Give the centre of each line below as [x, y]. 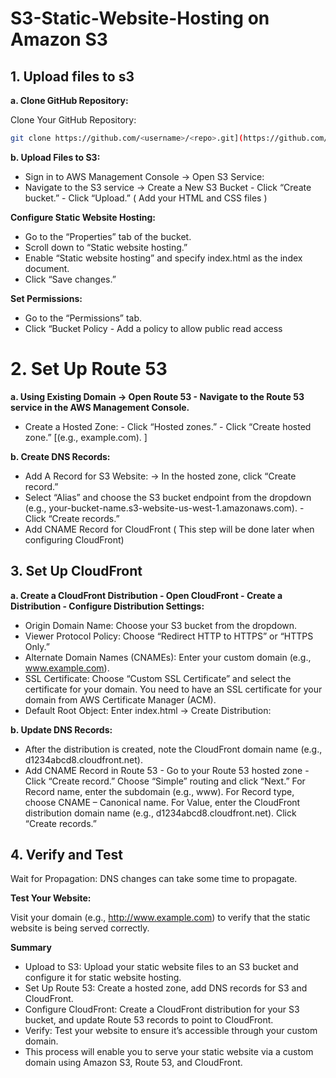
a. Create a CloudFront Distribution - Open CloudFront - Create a [146, 595]
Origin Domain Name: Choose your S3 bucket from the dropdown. [161, 625]
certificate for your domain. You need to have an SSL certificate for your [173, 689]
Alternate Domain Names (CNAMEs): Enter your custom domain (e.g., [168, 657]
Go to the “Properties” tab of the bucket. [108, 236]
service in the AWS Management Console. [100, 407]
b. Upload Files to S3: [55, 157]
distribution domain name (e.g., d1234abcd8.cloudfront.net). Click [160, 813]
